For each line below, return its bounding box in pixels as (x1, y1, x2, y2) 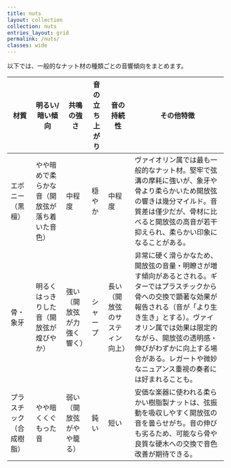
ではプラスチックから (147, 281, 217, 291)
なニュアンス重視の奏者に (134, 364, 217, 374)
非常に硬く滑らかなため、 (134, 251, 218, 260)
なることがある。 (134, 238, 190, 247)
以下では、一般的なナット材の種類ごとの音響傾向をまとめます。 (7, 62, 188, 70)
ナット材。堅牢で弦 (155, 166, 218, 175)
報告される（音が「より (134, 302, 211, 312)
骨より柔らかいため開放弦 (134, 187, 218, 195)
